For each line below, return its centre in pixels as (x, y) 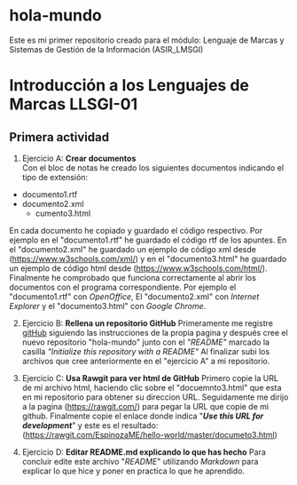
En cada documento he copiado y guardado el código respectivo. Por (136, 230)
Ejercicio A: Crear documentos (79, 158)
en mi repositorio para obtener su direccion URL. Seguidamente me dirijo (155, 397)
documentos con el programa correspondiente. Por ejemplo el (123, 287)
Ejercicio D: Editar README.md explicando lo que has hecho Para (144, 452)
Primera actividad (59, 137)
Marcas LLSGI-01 (74, 104)
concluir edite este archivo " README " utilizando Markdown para (140, 461)
